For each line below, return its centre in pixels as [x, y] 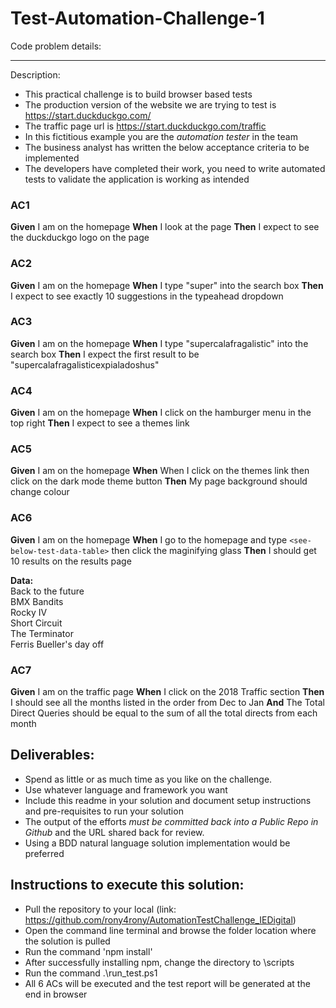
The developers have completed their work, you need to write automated [175, 168]
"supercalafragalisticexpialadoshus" [85, 364]
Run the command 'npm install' [88, 951]
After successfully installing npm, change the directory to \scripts [159, 962]
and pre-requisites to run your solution [104, 811]
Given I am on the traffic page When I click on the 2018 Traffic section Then [167, 692]
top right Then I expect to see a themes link [100, 423]
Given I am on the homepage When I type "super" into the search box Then [167, 285]
